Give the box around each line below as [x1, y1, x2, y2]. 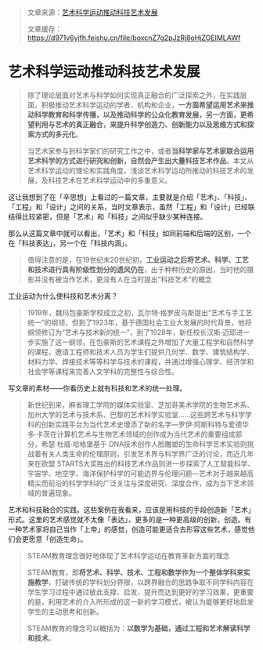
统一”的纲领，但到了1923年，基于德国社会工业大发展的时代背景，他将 [27, 318, 252, 327]
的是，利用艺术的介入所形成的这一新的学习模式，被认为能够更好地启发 [27, 597, 254, 606]
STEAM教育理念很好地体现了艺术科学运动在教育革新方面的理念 [27, 550, 230, 560]
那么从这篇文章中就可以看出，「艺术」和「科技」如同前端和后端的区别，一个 [8, 228, 252, 238]
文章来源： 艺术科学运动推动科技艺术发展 [27, 8, 158, 16]
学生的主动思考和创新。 [27, 607, 103, 616]
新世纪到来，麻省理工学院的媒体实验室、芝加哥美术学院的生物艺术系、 [27, 400, 254, 409]
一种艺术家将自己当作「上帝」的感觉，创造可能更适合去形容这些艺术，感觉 [8, 525, 248, 534]
